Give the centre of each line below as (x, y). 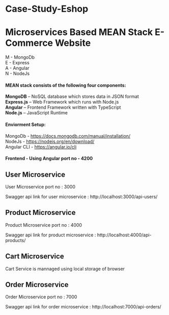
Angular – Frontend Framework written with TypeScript (63, 107)
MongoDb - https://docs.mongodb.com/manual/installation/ (68, 136)
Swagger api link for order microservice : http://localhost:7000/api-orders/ (83, 307)
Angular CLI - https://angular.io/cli (41, 147)
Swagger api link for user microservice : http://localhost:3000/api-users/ (81, 197)
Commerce (29, 43)
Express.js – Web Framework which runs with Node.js (62, 102)
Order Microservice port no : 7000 (41, 297)
